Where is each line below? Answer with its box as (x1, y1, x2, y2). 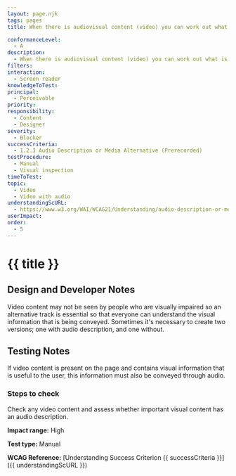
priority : (7, 101, 37, 109)
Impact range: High (7, 426, 65, 435)
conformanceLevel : (7, 36, 61, 43)
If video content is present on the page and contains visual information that (7, 364, 225, 373)
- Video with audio (13, 193, 71, 200)
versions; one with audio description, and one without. (7, 325, 165, 333)
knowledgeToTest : (7, 82, 58, 89)
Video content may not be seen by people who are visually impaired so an (7, 302, 221, 311)
